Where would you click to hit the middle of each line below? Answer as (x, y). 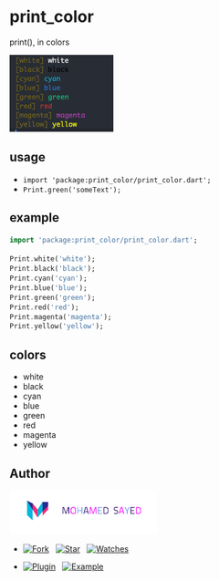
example (35, 218)
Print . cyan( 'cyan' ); (49, 279)
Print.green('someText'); (72, 190)
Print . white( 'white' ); (52, 259)
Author (30, 473)
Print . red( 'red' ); (44, 307)
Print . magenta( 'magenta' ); (61, 316)
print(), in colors (40, 42)
